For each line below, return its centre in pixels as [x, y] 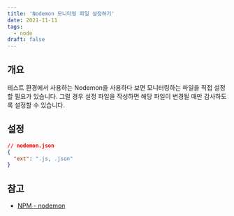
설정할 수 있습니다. [39, 105]
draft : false [26, 40]
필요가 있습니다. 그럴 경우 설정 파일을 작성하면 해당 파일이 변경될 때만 [108, 96]
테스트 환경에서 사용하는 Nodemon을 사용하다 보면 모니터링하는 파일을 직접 [110, 87]
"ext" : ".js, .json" [43, 159]
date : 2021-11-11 [32, 20]
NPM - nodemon [41, 206]
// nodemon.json [31, 146]
